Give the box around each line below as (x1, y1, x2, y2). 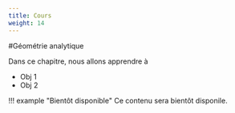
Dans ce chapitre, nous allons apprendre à (8, 56, 148, 66)
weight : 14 (8, 19, 45, 27)
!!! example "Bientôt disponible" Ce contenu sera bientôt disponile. (8, 95, 228, 105)
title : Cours (8, 11, 52, 20)
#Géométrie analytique (8, 41, 84, 50)
